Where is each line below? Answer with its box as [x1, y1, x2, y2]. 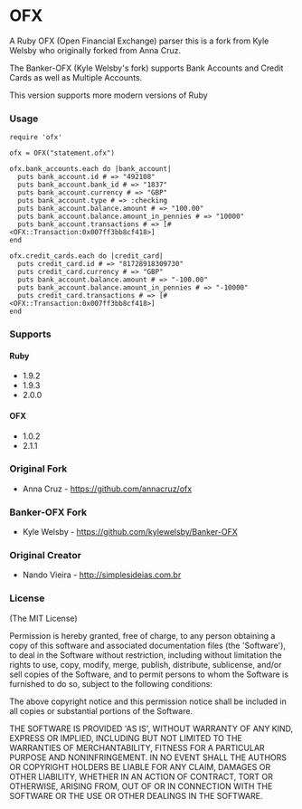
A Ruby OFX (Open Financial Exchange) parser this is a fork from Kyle [9, 35, 269, 46]
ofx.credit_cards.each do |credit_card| [9, 252, 165, 261]
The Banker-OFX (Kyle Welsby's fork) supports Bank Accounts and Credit [9, 62, 284, 73]
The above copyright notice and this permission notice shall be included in [9, 696, 287, 707]
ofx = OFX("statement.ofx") [9, 148, 116, 158]
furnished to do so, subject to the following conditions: [9, 678, 212, 689]
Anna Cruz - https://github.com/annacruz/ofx [22, 483, 193, 494]
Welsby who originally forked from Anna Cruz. [9, 44, 182, 55]
